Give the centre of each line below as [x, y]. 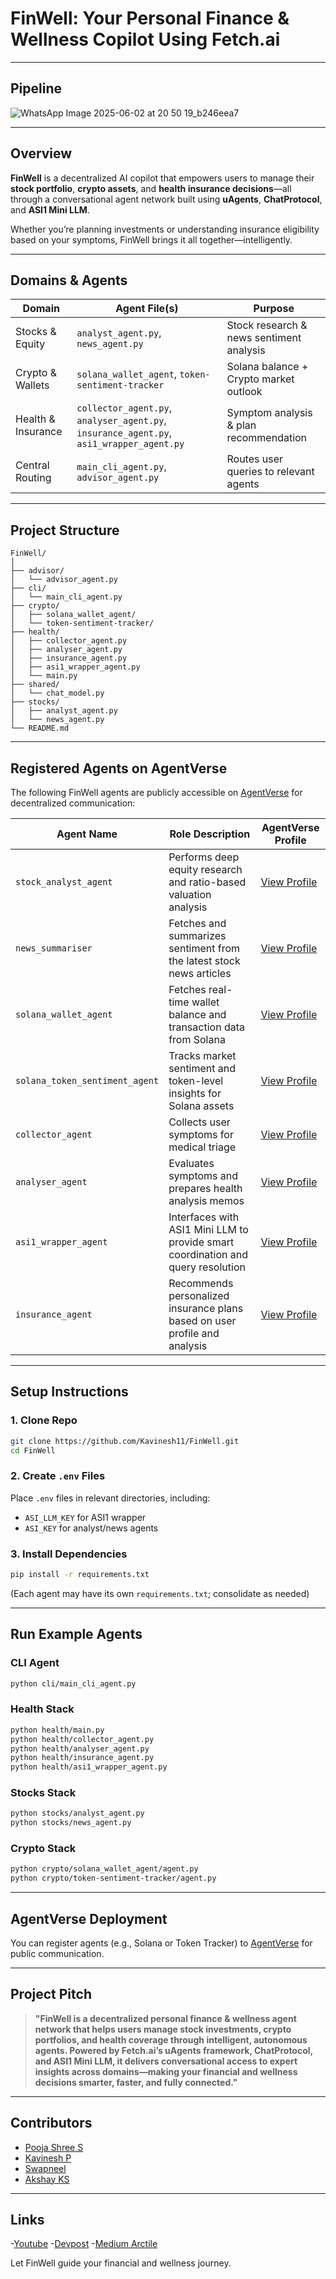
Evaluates [191, 1163]
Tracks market [202, 1055]
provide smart [201, 1242]
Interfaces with [204, 1217]
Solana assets [201, 1105]
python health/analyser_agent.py [80, 1748]
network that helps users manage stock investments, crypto [163, 2029]
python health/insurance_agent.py [82, 1758]
